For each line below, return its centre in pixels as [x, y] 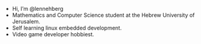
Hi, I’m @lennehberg [38, 9]
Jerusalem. [26, 21]
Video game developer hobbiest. [53, 34]
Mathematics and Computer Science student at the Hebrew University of [103, 15]
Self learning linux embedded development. [67, 28]
